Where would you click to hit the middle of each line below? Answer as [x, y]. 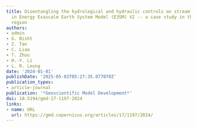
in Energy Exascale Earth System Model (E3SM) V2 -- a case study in [98, 17]
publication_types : [30, 83]
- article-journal [28, 88]
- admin [16, 33]
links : [14, 104]
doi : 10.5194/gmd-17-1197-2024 [44, 98]
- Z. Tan [17, 44]
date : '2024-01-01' [30, 71]
